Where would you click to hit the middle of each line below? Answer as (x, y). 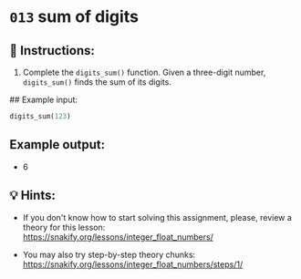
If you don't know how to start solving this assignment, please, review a (157, 217)
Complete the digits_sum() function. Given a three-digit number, (144, 72)
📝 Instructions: (52, 51)
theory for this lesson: (64, 227)
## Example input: (44, 99)
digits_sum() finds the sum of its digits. (97, 82)
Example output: (57, 145)
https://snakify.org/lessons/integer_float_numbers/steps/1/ (133, 264)
